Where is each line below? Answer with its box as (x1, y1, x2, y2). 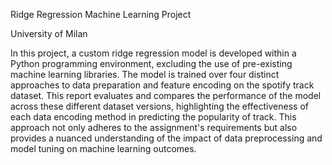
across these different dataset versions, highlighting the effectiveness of (10, 100, 309, 112)
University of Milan (10, 28, 88, 39)
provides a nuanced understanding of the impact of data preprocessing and (10, 132, 323, 144)
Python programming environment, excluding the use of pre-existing (10, 58, 293, 69)
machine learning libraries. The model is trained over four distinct (10, 69, 280, 80)
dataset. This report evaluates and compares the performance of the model (10, 90, 322, 101)
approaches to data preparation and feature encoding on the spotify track (10, 79, 315, 91)
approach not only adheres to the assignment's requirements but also (10, 122, 298, 133)
